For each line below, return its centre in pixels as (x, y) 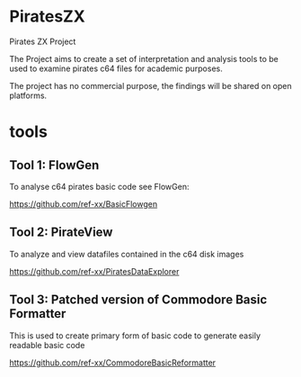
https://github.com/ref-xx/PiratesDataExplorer (94, 271)
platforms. (28, 95)
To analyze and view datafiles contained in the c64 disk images (127, 254)
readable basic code (47, 345)
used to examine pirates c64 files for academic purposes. (116, 68)
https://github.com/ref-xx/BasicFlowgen (84, 203)
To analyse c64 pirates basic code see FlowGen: (99, 186)
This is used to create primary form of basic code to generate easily (135, 336)
